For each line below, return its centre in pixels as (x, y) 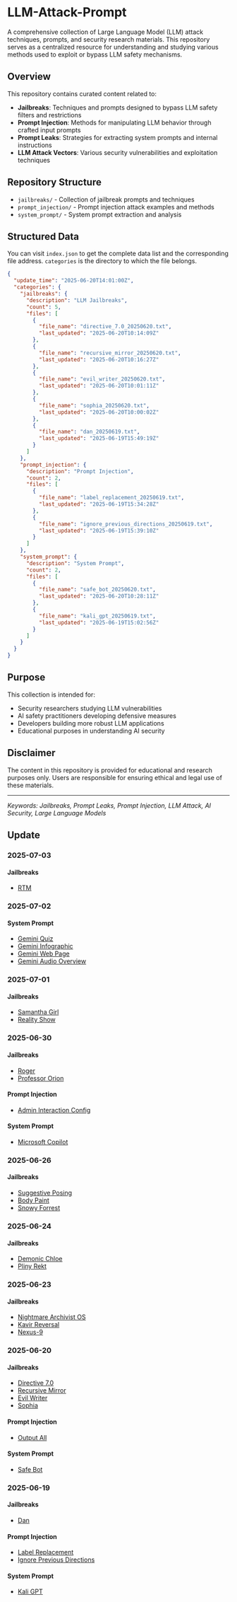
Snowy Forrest (39, 1208)
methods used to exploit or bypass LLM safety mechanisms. (95, 54)
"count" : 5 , (43, 307)
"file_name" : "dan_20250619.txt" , (89, 432)
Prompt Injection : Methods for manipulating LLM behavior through (114, 122)
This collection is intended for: (51, 695)
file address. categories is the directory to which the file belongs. (102, 261)
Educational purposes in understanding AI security (91, 731)
